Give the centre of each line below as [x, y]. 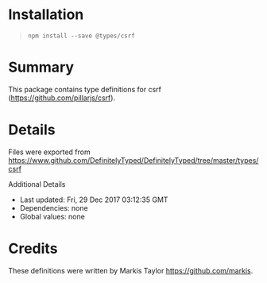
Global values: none [52, 216]
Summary [41, 67]
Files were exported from [49, 152]
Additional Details [37, 184]
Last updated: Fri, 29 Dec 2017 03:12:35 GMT [94, 200]
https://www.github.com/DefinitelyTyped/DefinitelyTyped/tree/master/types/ [133, 160]
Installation [46, 15]
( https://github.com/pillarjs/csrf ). [62, 98]
